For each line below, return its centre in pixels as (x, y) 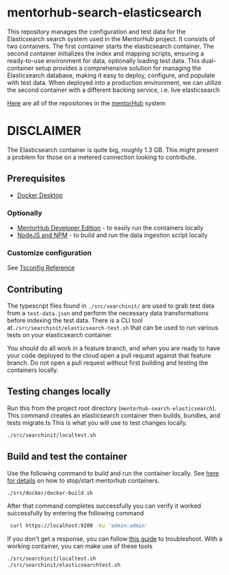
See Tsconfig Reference (41, 268)
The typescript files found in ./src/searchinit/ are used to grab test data (111, 306)
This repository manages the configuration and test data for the (96, 32)
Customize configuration (50, 253)
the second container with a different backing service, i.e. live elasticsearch (113, 90)
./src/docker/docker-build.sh (50, 493)
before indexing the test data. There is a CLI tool (75, 321)
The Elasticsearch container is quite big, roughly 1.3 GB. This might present (113, 149)
